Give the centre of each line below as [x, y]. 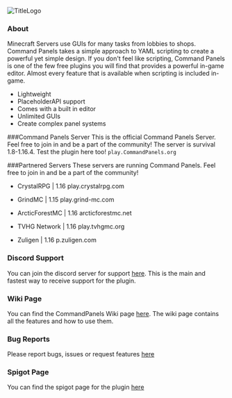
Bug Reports [28, 339]
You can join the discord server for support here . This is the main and [107, 273]
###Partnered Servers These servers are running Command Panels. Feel [111, 165]
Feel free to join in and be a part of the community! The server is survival [111, 144]
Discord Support [36, 258]
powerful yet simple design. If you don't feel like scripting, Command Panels [116, 58]
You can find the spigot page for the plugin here [76, 387]
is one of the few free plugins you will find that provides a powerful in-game [116, 66]
